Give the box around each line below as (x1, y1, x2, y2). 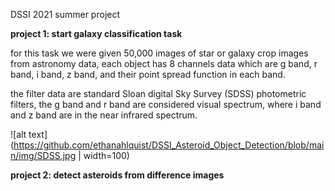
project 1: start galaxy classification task (10, 28, 183, 39)
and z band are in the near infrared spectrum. (10, 109, 198, 121)
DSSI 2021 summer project (10, 9, 121, 20)
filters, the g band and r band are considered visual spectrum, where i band (10, 99, 322, 110)
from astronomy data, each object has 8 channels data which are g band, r (10, 58, 318, 69)
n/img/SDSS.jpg (10, 150, 77, 161)
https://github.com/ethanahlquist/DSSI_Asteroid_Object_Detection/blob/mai (13, 139, 325, 151)
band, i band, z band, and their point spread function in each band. (10, 69, 286, 80)
